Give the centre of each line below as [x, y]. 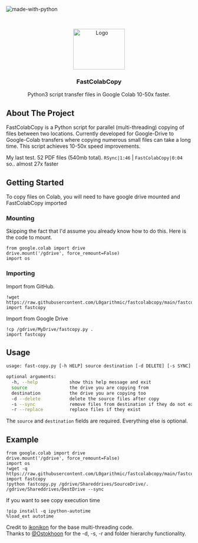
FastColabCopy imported [37, 203]
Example [22, 439]
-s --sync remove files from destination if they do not [98, 404]
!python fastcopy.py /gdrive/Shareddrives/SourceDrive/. [77, 485]
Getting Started [35, 182]
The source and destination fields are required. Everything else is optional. [97, 421]
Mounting [20, 218]
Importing [21, 274]
